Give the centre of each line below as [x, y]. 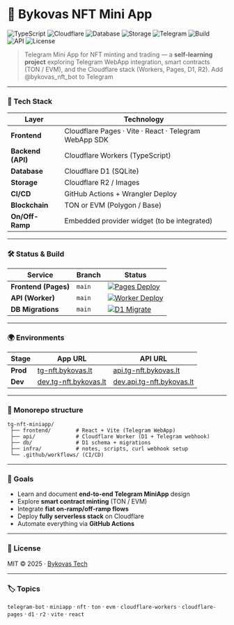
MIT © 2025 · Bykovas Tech [48, 564]
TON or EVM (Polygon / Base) [113, 205]
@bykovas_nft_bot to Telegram [69, 77]
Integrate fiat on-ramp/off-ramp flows [73, 509]
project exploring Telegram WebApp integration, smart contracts [117, 61]
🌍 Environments [36, 338]
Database [27, 172]
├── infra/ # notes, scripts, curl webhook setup [99, 449]
